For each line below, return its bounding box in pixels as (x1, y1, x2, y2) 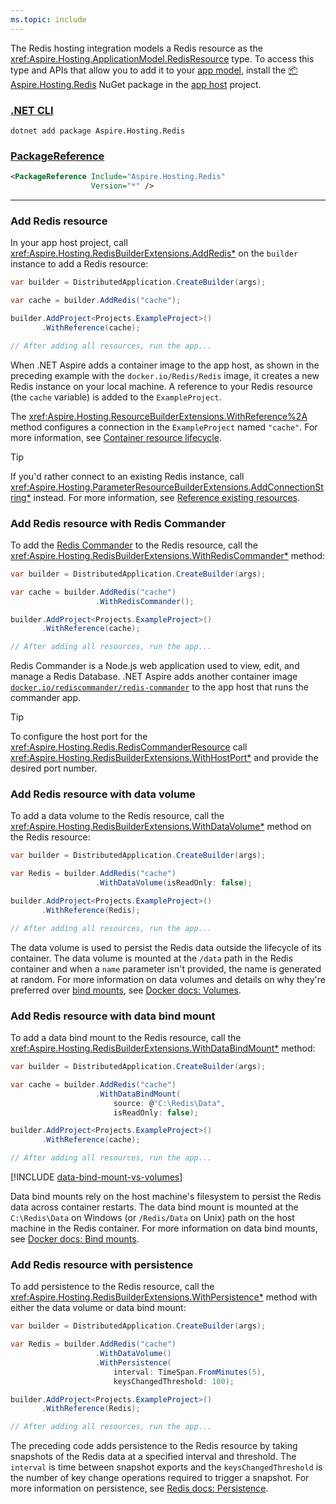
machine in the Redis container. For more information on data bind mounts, (10, 1222, 318, 1235)
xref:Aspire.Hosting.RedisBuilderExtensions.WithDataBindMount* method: (10, 1042, 316, 1055)
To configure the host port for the (10, 731, 148, 743)
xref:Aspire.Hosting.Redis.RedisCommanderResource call (10, 741, 248, 753)
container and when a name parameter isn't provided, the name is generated (10, 962, 322, 975)
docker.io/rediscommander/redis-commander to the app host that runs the (10, 681, 309, 693)
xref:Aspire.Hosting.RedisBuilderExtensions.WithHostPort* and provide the (10, 752, 319, 764)
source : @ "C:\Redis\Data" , (113, 1098, 226, 1108)
